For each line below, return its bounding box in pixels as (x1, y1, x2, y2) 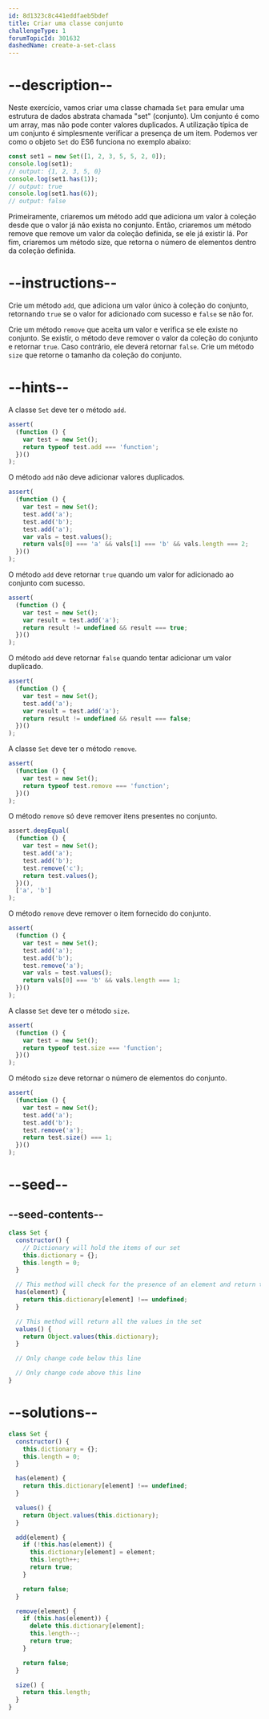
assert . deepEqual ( (8, 827, 70, 835)
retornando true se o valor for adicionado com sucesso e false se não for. (8, 309, 254, 319)
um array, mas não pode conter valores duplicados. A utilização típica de (8, 120, 249, 129)
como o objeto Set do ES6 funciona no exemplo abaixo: (8, 137, 191, 147)
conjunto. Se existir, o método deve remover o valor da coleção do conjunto (8, 333, 259, 343)
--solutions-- (8, 1403, 98, 1422)
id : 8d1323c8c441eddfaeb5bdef (8, 11, 110, 20)
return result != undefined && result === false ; (22, 714, 192, 723)
